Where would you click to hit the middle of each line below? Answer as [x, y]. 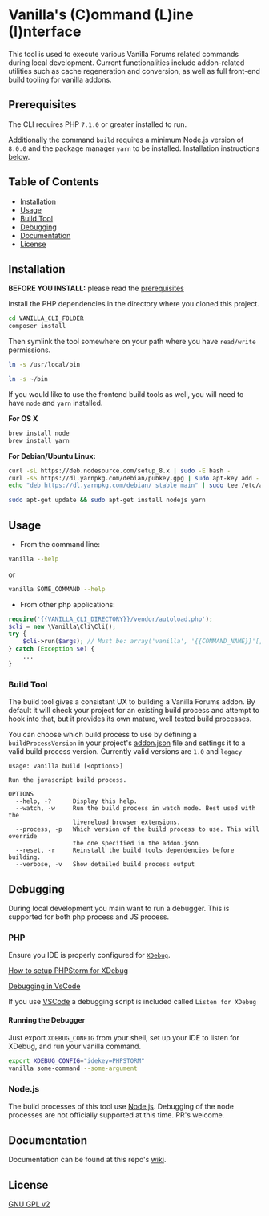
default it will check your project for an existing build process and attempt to [134, 711]
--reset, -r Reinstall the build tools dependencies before [125, 851]
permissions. [30, 350]
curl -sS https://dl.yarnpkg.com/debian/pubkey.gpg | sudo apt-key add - [134, 478]
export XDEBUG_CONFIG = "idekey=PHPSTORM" [77, 1061]
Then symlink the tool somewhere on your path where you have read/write [132, 342]
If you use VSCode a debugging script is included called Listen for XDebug [132, 1002]
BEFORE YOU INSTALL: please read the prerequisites [96, 288]
